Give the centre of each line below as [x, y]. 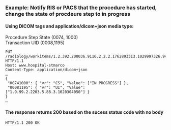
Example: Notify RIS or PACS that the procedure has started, [81, 8]
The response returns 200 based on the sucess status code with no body [84, 112]
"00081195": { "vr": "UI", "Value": [46, 88]
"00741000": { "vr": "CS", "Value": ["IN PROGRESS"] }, [68, 83]
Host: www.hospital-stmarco [35, 66]
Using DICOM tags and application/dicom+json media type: [69, 26]
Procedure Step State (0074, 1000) [42, 38]
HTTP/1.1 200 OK [22, 123]
